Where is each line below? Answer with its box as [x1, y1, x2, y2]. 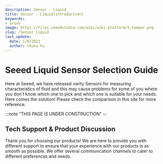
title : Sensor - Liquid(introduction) [5, 12, 84, 17]
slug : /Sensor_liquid [5, 30, 49, 35]
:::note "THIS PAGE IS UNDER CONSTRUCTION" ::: [5, 111, 107, 117]
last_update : [5, 35, 32, 40]
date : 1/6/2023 [9, 39, 41, 44]
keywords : [5, 16, 25, 21]
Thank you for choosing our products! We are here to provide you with [5, 138, 146, 144]
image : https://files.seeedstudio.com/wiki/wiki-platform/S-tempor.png [5, 25, 154, 30]
